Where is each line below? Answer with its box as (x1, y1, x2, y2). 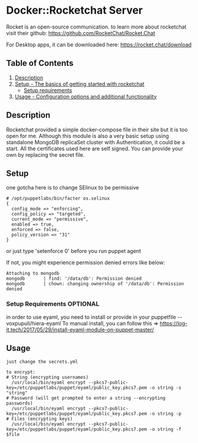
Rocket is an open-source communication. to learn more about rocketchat (6, 23, 187, 30)
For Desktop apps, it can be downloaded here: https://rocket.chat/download (6, 41, 191, 48)
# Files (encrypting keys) (6, 416, 73, 422)
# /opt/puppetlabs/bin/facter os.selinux (6, 195, 110, 202)
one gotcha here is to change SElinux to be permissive (6, 184, 139, 191)
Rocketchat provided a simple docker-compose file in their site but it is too (6, 126, 188, 133)
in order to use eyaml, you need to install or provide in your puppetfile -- (6, 313, 183, 321)
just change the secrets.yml (6, 359, 78, 365)
